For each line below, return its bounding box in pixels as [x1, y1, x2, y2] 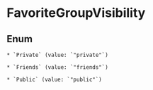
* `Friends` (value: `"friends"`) [6, 64, 109, 71]
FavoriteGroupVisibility [6, 5, 146, 21]
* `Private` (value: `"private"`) [6, 51, 109, 58]
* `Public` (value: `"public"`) [6, 76, 102, 83]
